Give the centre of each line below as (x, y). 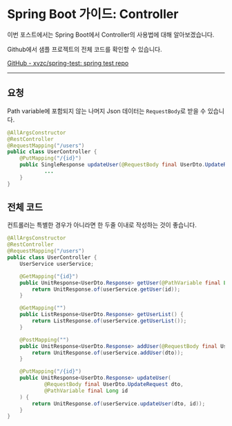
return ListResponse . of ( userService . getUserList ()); (109, 321)
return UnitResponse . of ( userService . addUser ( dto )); (108, 353)
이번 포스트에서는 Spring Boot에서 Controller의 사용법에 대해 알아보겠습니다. (111, 35)
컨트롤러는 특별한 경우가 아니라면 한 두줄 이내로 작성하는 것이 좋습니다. (102, 225)
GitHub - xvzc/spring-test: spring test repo (68, 63)
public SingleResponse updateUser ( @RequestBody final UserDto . (113, 165)
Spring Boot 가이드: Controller (93, 14)
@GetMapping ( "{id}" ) (49, 276)
